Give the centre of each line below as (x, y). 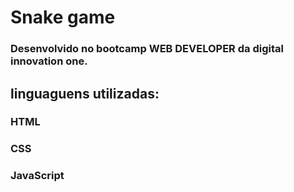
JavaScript (37, 176)
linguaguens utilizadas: (85, 93)
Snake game (63, 17)
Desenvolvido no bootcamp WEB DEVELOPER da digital (147, 49)
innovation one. (49, 61)
